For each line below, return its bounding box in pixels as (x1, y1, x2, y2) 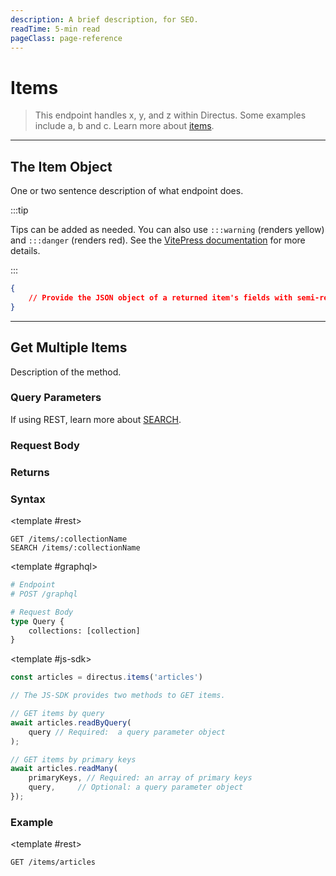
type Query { (10, 616, 65, 626)
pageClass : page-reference (10, 33, 123, 43)
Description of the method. (10, 366, 122, 378)
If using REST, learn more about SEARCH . (10, 413, 182, 425)
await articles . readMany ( (10, 764, 118, 774)
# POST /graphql (10, 589, 78, 599)
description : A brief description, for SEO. (10, 14, 199, 25)
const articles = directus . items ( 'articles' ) (10, 672, 203, 683)
